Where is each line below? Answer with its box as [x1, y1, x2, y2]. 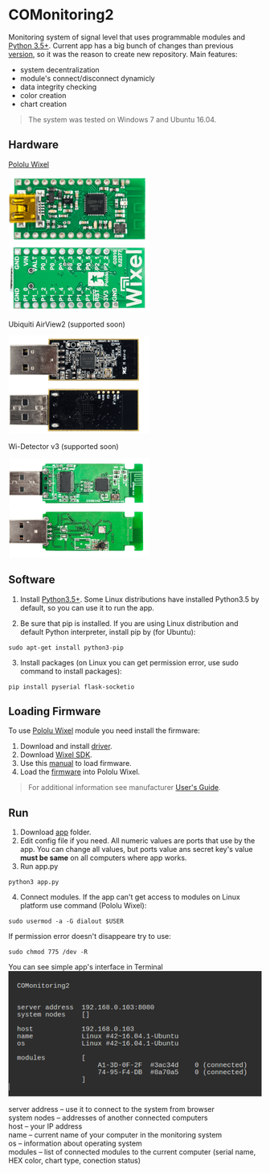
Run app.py [19, 862, 59, 871]
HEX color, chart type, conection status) [8, 1155, 141, 1165]
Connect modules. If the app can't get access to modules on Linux [19, 892, 241, 902]
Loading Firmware [8, 704, 101, 718]
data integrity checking [19, 82, 97, 92]
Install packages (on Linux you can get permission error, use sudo [19, 657, 239, 667]
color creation [19, 90, 67, 100]
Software [8, 573, 55, 586]
